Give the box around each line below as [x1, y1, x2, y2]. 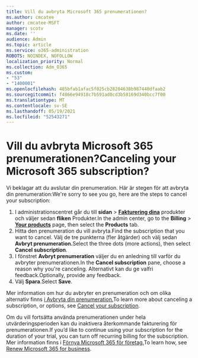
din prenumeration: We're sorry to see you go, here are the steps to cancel [6, 191, 187, 198]
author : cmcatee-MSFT [6, 20, 60, 26]
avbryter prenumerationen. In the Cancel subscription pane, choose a [14, 259, 186, 266]
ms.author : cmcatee [6, 14, 55, 20]
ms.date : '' [6, 31, 36, 37]
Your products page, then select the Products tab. [14, 221, 139, 228]
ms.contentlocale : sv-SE [6, 102, 68, 109]
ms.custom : [6, 70, 33, 76]
